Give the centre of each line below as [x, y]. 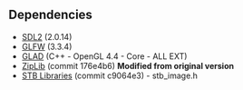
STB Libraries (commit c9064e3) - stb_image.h [110, 75]
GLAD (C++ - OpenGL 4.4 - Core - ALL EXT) [104, 56]
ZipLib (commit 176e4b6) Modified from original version [128, 65]
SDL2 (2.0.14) [47, 36]
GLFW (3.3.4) [47, 46]
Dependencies [50, 15]
